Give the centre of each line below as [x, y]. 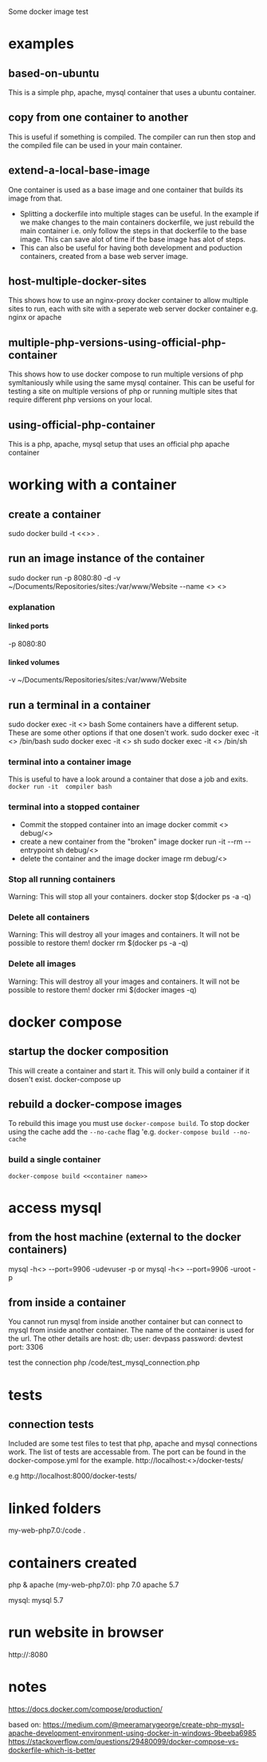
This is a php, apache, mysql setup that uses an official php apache [119, 444]
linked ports [29, 626]
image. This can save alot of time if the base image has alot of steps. [132, 239]
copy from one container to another [98, 118]
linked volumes [34, 662]
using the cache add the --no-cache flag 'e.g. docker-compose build [119, 1132]
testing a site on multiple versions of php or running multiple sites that [123, 392]
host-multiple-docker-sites [78, 282]
